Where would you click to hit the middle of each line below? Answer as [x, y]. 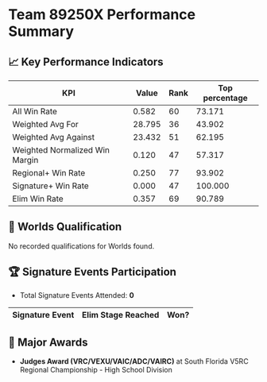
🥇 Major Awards [48, 343]
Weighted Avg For [46, 124]
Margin [25, 160]
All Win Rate [35, 111]
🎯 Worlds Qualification [65, 227]
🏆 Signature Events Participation [93, 272]
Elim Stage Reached [121, 314]
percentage [225, 98]
